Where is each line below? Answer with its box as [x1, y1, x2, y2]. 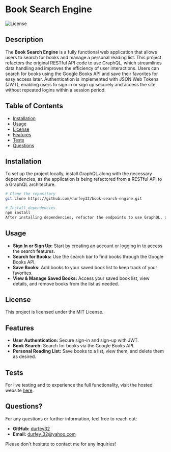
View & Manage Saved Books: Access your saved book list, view [12, 275, 150, 281]
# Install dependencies [5, 205, 56, 210]
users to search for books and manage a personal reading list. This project [5, 54, 162, 60]
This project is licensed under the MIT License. [5, 309, 104, 315]
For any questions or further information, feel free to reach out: [5, 415, 137, 422]
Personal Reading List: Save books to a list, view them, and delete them [12, 348, 164, 354]
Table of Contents [5, 102, 64, 110]
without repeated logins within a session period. [5, 87, 106, 93]
